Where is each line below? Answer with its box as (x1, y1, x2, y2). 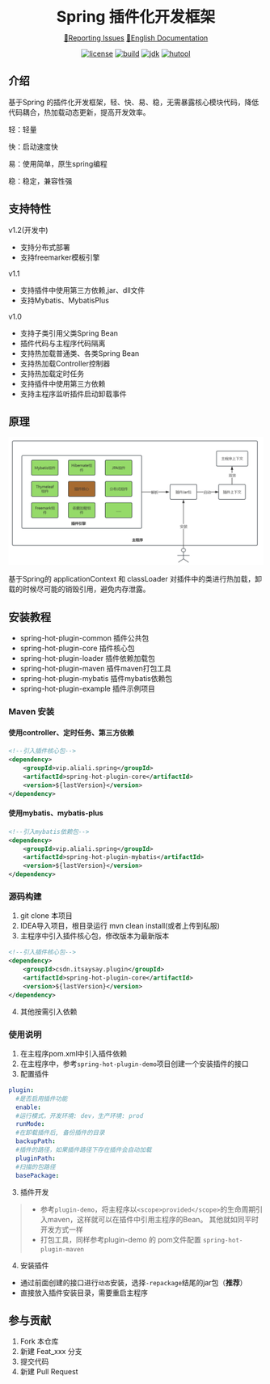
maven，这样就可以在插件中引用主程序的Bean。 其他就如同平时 (47, 1214, 259, 1224)
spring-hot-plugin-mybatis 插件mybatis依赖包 (19, 674, 172, 684)
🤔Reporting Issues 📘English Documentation (63, 33, 209, 43)
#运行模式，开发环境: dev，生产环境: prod (15, 1111, 144, 1119)
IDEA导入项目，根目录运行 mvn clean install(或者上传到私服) (19, 921, 221, 931)
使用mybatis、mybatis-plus (8, 808, 103, 818)
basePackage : (15, 1171, 60, 1179)
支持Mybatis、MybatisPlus (19, 295, 109, 305)
